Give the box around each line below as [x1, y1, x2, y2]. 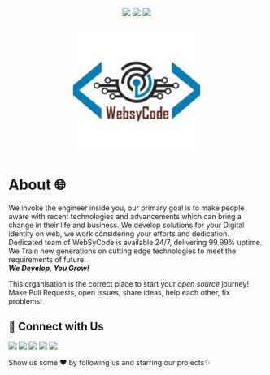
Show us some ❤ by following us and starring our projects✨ [8, 358, 211, 368]
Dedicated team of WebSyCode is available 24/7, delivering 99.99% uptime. [8, 237, 263, 247]
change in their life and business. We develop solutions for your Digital [8, 220, 245, 230]
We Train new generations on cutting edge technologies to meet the [8, 246, 237, 256]
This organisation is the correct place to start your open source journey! [8, 278, 250, 288]
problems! [8, 296, 42, 306]
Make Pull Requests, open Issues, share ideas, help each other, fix [8, 287, 230, 297]
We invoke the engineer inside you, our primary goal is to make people [8, 203, 245, 213]
